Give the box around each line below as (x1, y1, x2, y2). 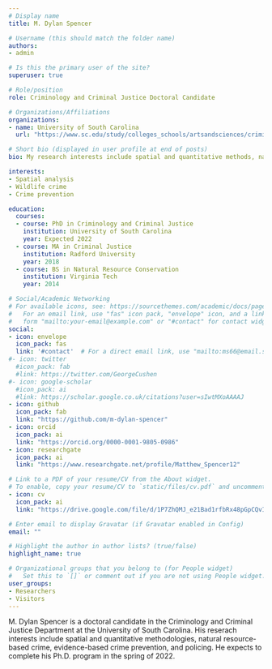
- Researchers (8, 587, 57, 595)
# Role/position (8, 86, 63, 94)
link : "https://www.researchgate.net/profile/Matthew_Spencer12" (15, 461, 241, 469)
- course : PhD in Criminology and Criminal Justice (15, 220, 194, 228)
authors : (8, 41, 38, 49)
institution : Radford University (23, 250, 136, 258)
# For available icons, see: (8, 302, 107, 311)
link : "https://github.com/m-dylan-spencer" (15, 415, 168, 424)
